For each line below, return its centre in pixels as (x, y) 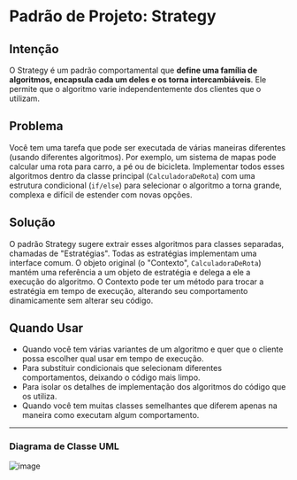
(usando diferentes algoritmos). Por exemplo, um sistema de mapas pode (143, 157)
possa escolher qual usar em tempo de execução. (113, 359)
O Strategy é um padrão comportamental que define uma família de (133, 70)
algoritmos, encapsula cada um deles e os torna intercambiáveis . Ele (138, 80)
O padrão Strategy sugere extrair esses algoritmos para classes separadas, (147, 244)
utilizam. (24, 98)
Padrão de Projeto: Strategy (113, 16)
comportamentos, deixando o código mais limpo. (111, 377)
